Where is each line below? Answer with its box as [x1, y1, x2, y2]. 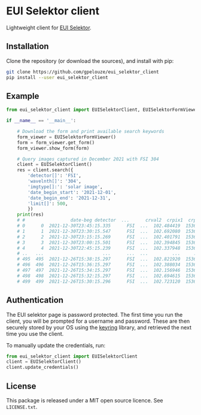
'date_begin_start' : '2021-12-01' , [28, 189, 117, 195]
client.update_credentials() [6, 364, 79, 371]
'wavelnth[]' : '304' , [28, 178, 82, 184]
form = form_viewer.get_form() [17, 140, 95, 146]
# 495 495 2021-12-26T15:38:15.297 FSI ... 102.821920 [17, 256, 181, 262]
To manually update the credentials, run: [6, 341, 106, 349]
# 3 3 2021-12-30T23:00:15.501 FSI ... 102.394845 [17, 240, 181, 246]
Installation [6, 41, 49, 52]
